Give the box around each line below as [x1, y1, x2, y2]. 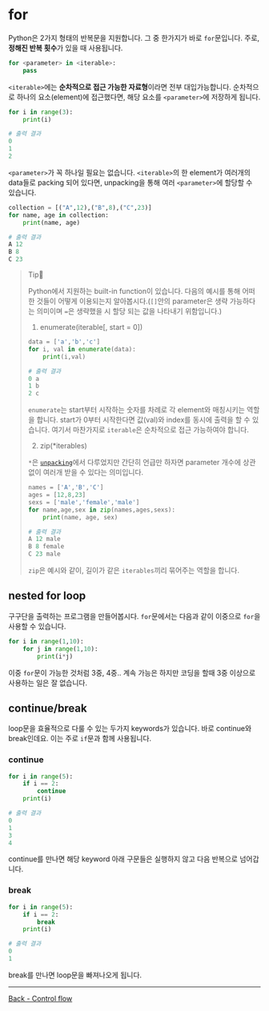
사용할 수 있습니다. [8, 621, 66, 631]
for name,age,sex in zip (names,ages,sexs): [27, 506, 176, 514]
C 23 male [27, 550, 62, 558]
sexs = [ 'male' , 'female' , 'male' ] [27, 498, 140, 506]
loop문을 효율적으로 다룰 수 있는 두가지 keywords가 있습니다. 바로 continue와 [8, 724, 252, 733]
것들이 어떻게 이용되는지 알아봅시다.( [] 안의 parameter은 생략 [36, 296, 228, 306]
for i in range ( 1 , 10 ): [8, 637, 84, 645]
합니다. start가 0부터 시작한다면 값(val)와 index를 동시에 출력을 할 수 [36, 415, 251, 425]
